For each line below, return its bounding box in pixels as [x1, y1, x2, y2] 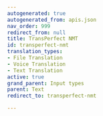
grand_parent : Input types [7, 80, 84, 87]
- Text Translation [7, 67, 63, 74]
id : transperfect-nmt [7, 42, 69, 48]
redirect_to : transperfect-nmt [7, 93, 97, 100]
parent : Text [7, 86, 45, 93]
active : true [7, 73, 45, 81]
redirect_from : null [7, 29, 67, 36]
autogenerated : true [7, 10, 67, 17]
